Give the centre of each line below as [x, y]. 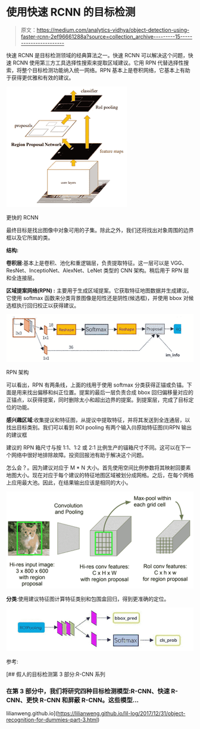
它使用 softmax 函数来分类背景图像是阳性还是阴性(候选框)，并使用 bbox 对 [97, 298]
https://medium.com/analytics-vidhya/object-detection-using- [113, 30]
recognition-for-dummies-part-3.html [52, 720]
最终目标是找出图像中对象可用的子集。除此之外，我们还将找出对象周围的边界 [100, 230]
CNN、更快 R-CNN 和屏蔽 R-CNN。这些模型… [72, 700]
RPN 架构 [18, 372]
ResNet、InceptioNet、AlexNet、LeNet [54, 270]
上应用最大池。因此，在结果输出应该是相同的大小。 [69, 482]
